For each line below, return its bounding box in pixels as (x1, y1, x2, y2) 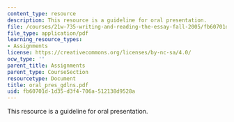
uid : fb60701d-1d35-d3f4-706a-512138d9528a (7, 88, 136, 95)
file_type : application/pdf (7, 29, 89, 37)
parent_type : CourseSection (7, 68, 89, 75)
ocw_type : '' (7, 56, 45, 63)
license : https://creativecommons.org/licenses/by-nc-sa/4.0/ (7, 49, 192, 56)
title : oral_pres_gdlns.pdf (7, 82, 89, 89)
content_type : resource (7, 10, 77, 17)
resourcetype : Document (7, 75, 77, 82)
